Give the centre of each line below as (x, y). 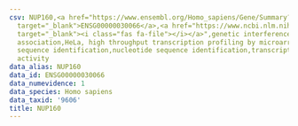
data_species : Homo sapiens (61, 91)
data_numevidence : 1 (47, 83)
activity (33, 59)
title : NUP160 (35, 108)
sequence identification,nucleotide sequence (103, 51)
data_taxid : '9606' (45, 100)
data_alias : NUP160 (45, 67)
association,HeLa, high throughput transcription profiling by (136, 42)
